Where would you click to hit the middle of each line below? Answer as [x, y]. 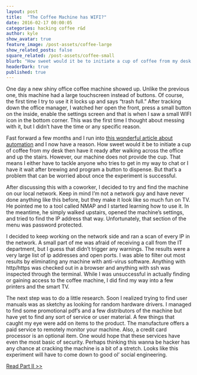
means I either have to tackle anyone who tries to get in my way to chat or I [97, 163]
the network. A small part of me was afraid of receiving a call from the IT [94, 243]
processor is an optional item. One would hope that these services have [93, 336]
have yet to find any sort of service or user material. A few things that [91, 317]
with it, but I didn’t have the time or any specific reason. [74, 127]
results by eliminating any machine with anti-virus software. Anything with [96, 261]
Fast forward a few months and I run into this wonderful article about [89, 138]
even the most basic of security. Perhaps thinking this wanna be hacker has [98, 342]
